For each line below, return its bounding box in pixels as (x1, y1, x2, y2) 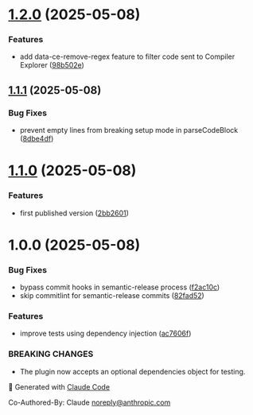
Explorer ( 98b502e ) (19, 60, 85, 70)
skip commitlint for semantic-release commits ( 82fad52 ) (19, 291, 204, 301)
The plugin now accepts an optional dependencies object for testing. (19, 367, 246, 376)
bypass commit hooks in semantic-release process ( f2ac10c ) (19, 282, 220, 292)
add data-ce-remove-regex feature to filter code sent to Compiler (19, 52, 235, 61)
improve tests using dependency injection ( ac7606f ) (19, 328, 192, 339)
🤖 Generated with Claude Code (8, 382, 110, 391)
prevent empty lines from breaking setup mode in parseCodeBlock (19, 126, 239, 135)
